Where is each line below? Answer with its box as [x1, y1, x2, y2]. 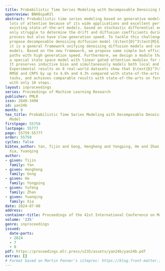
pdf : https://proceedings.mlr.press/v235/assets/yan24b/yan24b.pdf [5, 249, 146, 254]
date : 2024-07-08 [5, 203, 41, 209]
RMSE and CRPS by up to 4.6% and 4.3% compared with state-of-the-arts [9, 71, 160, 76]
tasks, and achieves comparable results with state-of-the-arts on [9, 76, 151, 81]
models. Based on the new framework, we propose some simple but [9, 48, 146, 53]
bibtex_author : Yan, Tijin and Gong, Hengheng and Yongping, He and [5, 144, 148, 149]
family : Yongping [9, 181, 45, 186]
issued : [5, 226, 21, 231]
